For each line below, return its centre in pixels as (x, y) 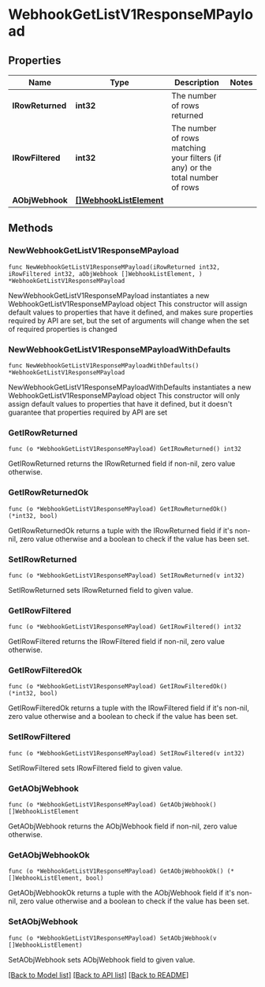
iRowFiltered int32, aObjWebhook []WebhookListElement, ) (105, 274)
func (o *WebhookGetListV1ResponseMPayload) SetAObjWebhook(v (112, 938)
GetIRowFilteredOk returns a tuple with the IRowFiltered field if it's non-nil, (129, 708)
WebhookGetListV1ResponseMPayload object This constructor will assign (128, 304)
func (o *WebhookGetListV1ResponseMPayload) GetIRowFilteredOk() (118, 687)
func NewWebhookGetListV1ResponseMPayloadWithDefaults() (104, 365)
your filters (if (196, 158)
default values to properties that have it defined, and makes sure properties (131, 312)
